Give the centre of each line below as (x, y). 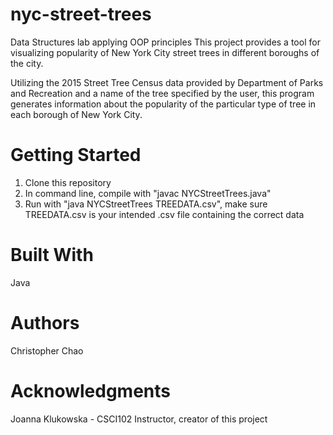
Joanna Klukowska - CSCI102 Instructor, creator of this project (139, 419)
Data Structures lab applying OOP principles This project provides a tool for (165, 42)
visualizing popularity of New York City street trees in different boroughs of (165, 52)
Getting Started (76, 155)
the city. (27, 63)
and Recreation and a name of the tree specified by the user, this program (162, 93)
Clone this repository (68, 182)
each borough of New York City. (76, 114)
